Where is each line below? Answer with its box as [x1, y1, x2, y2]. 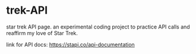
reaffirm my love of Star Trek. [6, 29, 78, 36]
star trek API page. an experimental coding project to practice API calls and [6, 23, 190, 30]
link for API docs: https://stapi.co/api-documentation [6, 41, 135, 48]
